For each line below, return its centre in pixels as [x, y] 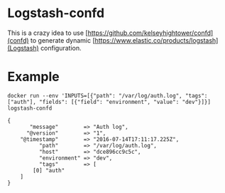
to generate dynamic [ [63, 40]
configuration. [61, 48]
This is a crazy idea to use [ [48, 33]
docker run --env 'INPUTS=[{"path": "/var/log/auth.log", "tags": [108, 95]
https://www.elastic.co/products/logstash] [157, 40]
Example [33, 77]
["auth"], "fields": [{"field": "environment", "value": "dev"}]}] [109, 102]
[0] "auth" [49, 170]
